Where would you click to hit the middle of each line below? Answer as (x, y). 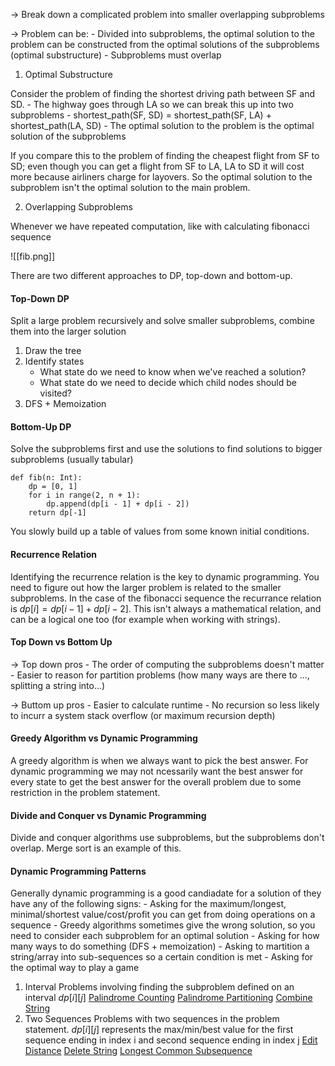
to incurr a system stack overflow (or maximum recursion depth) (143, 715)
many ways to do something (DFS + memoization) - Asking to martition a (160, 946)
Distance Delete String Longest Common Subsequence (138, 1051)
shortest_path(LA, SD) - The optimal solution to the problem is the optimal (162, 125)
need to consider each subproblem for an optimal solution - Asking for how (165, 936)
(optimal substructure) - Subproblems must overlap (116, 55)
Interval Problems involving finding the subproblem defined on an (159, 987)
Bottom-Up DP (41, 426)
